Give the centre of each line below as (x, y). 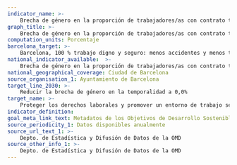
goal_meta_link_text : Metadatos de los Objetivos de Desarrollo (104, 118)
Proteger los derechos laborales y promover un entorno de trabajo (121, 105)
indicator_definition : (41, 112)
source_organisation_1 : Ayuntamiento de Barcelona (83, 79)
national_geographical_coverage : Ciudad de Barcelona (88, 72)
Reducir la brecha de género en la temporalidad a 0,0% (104, 92)
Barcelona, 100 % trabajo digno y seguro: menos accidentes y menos (123, 53)
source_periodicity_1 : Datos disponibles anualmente (86, 125)
